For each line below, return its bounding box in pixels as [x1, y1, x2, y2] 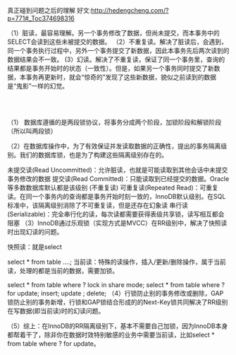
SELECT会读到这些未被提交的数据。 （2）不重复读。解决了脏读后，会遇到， [7, 37, 228, 46]
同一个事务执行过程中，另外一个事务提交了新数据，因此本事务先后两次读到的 [7, 47, 230, 54]
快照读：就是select [7, 243, 62, 251]
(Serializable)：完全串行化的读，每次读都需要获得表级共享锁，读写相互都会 [7, 210, 225, 218]
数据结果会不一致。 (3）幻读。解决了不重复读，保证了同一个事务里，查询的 [7, 55, 225, 64]
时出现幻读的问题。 [7, 228, 63, 235]
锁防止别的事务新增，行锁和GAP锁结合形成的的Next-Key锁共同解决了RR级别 [7, 298, 228, 306]
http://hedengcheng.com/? [90, 6, 169, 14]
